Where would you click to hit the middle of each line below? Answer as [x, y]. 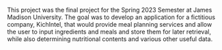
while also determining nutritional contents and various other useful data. [110, 39]
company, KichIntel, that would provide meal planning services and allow [110, 24]
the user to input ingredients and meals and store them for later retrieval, [109, 32]
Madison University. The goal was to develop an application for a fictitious [111, 17]
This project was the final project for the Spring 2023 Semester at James [110, 10]
